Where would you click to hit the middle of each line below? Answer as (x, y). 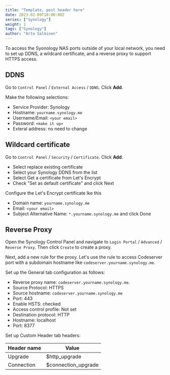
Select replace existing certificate (47, 167)
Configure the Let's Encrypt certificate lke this (53, 193)
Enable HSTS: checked (37, 304)
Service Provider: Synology (41, 107)
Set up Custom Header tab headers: (43, 336)
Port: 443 (23, 299)
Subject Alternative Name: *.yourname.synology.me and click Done (82, 213)
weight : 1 (16, 24)
